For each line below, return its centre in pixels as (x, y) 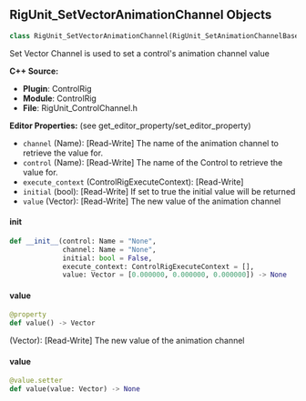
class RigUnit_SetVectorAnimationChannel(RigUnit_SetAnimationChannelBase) (156, 35)
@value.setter (36, 381)
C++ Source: (34, 71)
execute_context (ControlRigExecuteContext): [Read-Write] (133, 182)
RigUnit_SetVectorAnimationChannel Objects (141, 15)
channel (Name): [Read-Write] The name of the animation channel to (151, 143)
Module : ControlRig (60, 98)
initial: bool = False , (107, 258)
